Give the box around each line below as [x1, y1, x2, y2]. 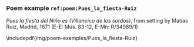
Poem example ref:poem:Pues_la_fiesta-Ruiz [6, 4, 137, 12]
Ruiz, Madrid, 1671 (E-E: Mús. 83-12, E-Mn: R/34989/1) [6, 23, 138, 30]
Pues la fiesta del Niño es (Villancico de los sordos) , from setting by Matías [6, 17, 188, 24]
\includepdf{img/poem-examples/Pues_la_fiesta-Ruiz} [6, 35, 138, 42]
